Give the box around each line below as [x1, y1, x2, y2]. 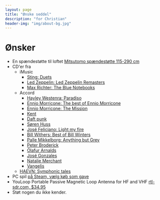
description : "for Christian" [5, 16, 67, 21]
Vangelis [27, 163, 45, 169]
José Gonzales [27, 153, 57, 159]
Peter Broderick [27, 142, 59, 148]
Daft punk [27, 116, 47, 122]
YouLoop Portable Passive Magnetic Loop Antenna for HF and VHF [12, 179, 148, 185]
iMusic [19, 69, 33, 75]
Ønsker [5, 42, 36, 53]
